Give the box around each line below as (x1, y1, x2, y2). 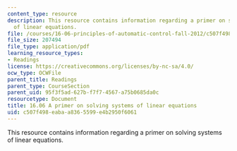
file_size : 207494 (7, 37, 61, 44)
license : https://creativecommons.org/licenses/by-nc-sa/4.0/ (7, 63, 194, 70)
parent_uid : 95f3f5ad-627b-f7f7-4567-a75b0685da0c (7, 89, 159, 96)
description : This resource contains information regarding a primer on (7, 17, 226, 24)
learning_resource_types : (7, 50, 83, 57)
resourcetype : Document (7, 96, 78, 103)
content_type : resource (7, 10, 78, 18)
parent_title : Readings (7, 75, 78, 83)
